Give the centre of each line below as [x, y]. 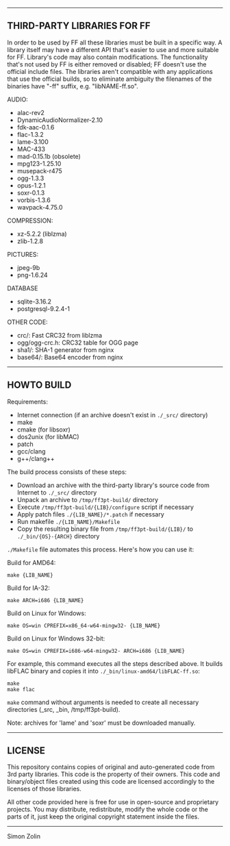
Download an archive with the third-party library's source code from [113, 485]
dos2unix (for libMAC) [48, 436]
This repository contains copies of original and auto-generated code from [111, 767]
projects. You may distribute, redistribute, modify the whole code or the [108, 810]
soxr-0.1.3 [31, 192]
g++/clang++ [36, 458]
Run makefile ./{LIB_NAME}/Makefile [68, 521]
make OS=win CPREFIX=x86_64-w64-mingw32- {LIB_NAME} [84, 625]
